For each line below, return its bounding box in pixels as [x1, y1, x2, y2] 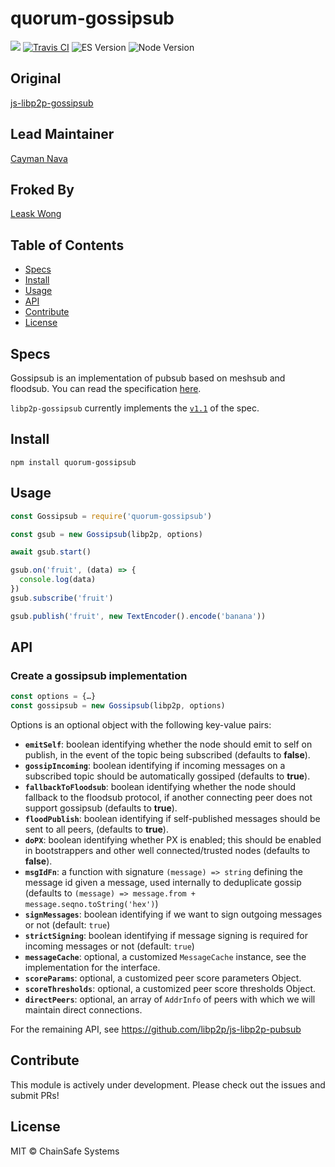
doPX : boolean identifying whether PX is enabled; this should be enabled [24, 834, 322, 846]
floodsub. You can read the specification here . [10, 383, 202, 394]
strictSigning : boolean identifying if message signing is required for [24, 930, 308, 942]
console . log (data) [19, 575, 97, 585]
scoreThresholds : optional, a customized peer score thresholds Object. [24, 983, 317, 995]
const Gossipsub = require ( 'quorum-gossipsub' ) [10, 511, 213, 521]
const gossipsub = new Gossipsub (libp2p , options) [10, 701, 226, 711]
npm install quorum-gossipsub [10, 457, 137, 467]
